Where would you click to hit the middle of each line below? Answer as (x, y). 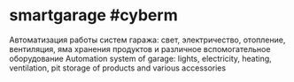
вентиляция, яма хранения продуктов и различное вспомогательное (140, 48)
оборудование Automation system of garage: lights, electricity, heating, (140, 58)
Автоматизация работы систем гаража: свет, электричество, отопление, (147, 40)
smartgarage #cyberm (94, 15)
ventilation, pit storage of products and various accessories (118, 68)
